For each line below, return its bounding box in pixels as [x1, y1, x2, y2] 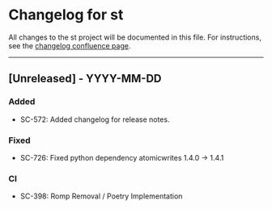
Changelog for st [8, 6, 124, 24]
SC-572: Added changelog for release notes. [19, 115, 170, 124]
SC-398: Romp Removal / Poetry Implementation [19, 191, 183, 201]
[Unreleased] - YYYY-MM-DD [8, 72, 162, 86]
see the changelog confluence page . [8, 40, 131, 50]
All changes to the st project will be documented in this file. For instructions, [8, 32, 261, 42]
